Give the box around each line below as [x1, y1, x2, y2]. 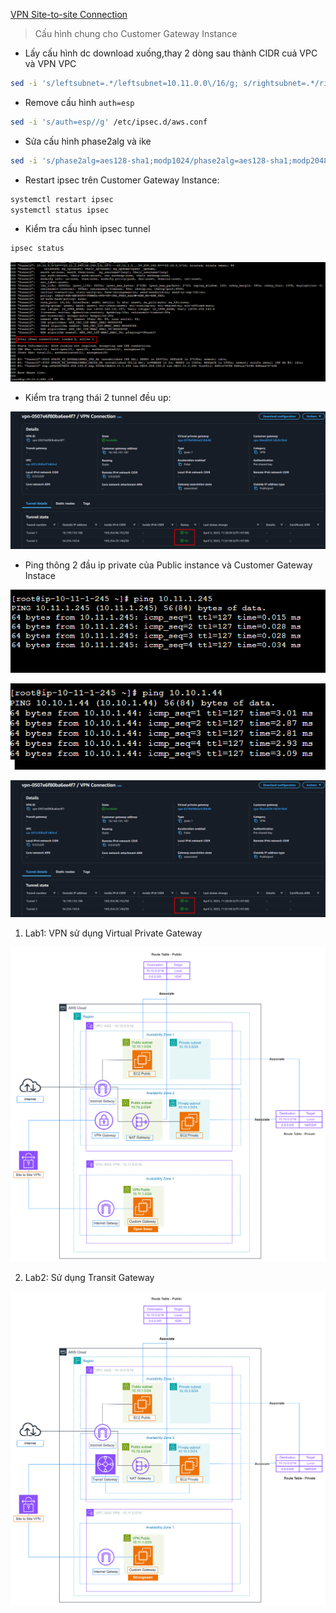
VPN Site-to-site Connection [10, 9, 128, 20]
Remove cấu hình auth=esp [24, 96, 135, 108]
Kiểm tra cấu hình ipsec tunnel [24, 223, 151, 235]
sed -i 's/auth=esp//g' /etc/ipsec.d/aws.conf [10, 117, 208, 127]
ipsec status [10, 244, 65, 254]
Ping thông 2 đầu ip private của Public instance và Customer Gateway [24, 559, 313, 571]
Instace [24, 569, 56, 581]
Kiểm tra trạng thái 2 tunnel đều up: [24, 392, 172, 404]
